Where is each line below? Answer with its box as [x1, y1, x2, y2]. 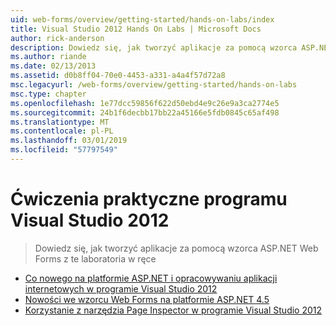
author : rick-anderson [10, 33, 105, 43]
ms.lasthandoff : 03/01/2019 [10, 136, 128, 146]
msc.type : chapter [10, 89, 87, 99]
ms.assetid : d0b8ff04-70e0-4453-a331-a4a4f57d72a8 [10, 71, 226, 81]
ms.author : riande [10, 52, 87, 62]
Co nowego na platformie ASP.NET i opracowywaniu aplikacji [24, 272, 278, 284]
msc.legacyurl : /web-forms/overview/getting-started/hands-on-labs [10, 80, 298, 90]
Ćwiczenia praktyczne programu [10, 188, 288, 211]
